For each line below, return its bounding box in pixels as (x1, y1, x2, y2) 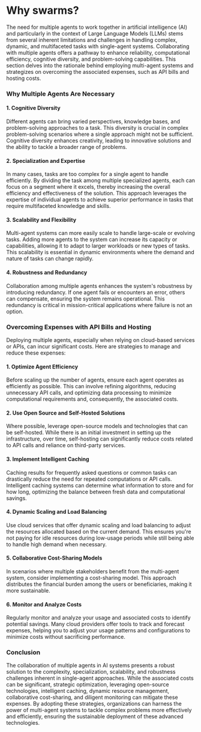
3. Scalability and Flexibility (6, 216, 77, 223)
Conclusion (6, 648, 41, 657)
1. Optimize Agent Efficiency (6, 363, 79, 370)
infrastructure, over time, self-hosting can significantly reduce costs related (6, 435, 193, 442)
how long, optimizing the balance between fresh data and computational (6, 488, 185, 495)
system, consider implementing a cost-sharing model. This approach (6, 574, 177, 581)
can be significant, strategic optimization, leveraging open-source (6, 681, 169, 688)
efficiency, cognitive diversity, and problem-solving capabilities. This (6, 55, 176, 63)
